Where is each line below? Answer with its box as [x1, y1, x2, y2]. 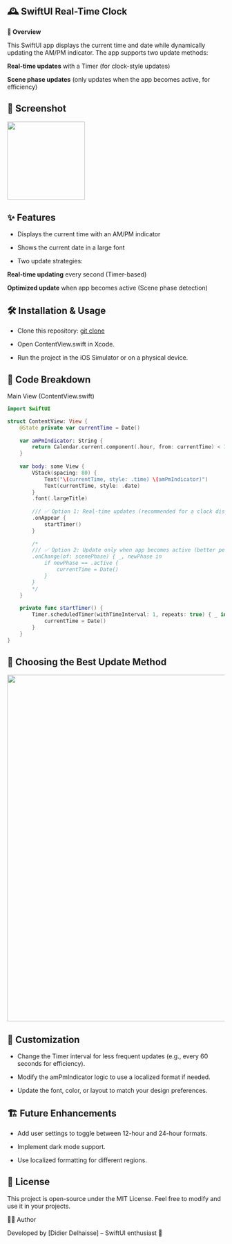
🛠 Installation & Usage [7, 304, 106, 317]
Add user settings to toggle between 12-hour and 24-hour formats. [17, 1129, 208, 1137]
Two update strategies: [17, 257, 83, 265]
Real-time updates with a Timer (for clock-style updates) [7, 62, 171, 70]
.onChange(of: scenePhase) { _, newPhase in [32, 553, 162, 560]
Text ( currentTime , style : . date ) [43, 482, 140, 489]
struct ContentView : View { [7, 418, 88, 425]
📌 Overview [7, 27, 41, 36]
